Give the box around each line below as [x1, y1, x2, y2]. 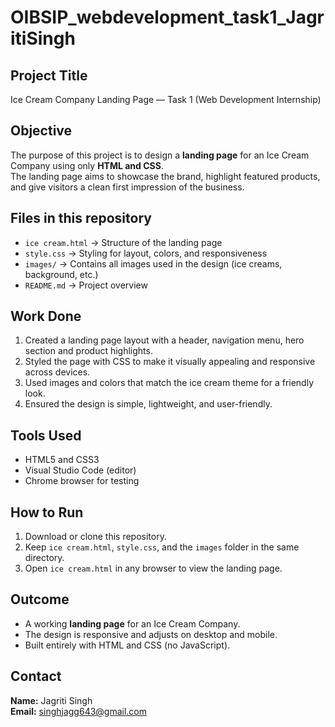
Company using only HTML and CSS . [10, 159, 164, 171]
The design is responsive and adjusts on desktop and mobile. [24, 628, 278, 640]
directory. [24, 552, 65, 564]
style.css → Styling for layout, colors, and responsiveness [24, 247, 268, 259]
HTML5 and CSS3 [24, 454, 100, 466]
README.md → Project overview [24, 279, 148, 291]
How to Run [10, 504, 84, 521]
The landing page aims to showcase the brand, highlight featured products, [10, 170, 321, 182]
